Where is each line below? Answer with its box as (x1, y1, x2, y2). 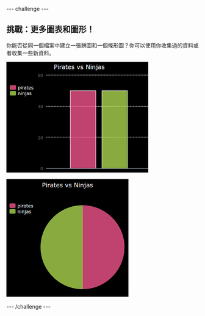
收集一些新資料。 (11, 49, 55, 57)
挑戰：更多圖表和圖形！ (6, 24, 95, 35)
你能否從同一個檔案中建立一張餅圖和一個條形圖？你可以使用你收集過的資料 (6, 41, 193, 49)
